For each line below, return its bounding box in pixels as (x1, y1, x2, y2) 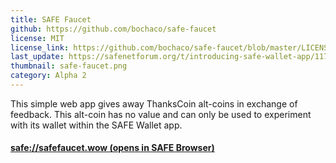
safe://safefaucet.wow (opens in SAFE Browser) (10, 142, 215, 154)
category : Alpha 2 (10, 71, 87, 81)
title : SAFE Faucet (10, 14, 92, 25)
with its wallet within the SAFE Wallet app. (10, 119, 183, 131)
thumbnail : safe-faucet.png (10, 61, 128, 71)
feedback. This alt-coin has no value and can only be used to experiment (10, 108, 312, 120)
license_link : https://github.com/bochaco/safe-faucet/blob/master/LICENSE (10, 42, 333, 53)
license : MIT (10, 33, 65, 43)
